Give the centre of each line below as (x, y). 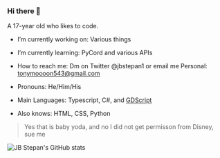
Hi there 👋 (24, 11)
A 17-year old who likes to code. (53, 26)
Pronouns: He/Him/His (49, 87)
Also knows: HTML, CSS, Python (64, 114)
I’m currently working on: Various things (74, 39)
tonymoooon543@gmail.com (58, 73)
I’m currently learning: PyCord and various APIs (85, 53)
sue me (35, 135)
